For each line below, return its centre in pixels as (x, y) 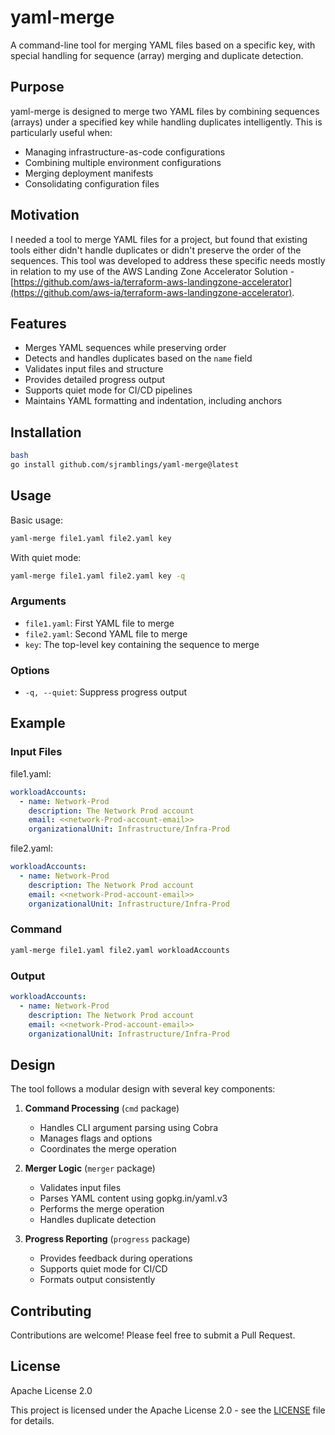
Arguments (38, 601)
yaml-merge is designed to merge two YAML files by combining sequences (165, 111)
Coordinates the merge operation (108, 1149)
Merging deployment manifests (89, 173)
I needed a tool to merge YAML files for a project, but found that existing (159, 239)
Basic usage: (37, 520)
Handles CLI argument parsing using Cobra (128, 1128)
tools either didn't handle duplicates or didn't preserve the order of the (156, 250)
